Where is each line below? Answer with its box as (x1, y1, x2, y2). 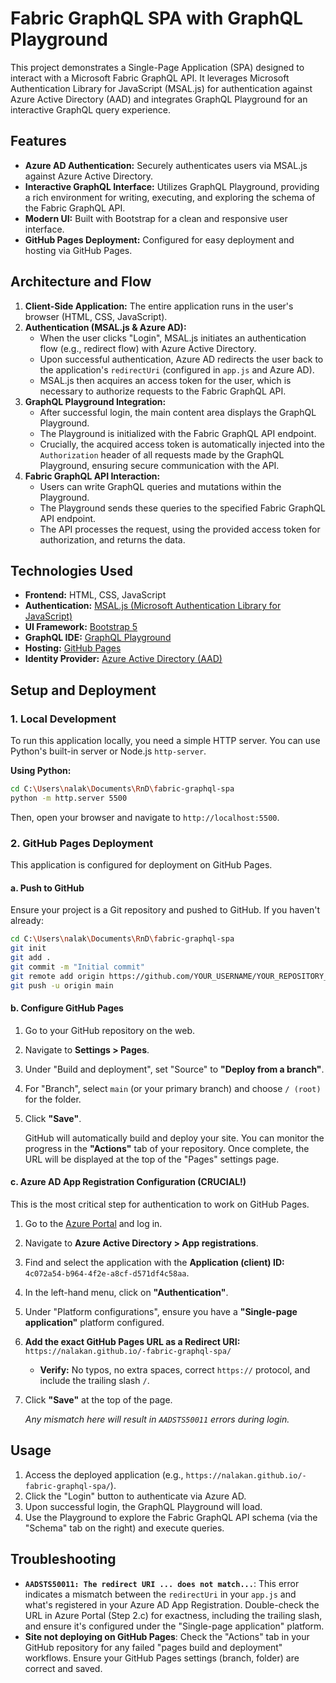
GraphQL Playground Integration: (24, 395, 167, 407)
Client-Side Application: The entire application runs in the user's (24, 300, 294, 312)
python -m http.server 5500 (10, 793, 128, 803)
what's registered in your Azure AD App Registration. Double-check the (24, 1598, 320, 1611)
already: (10, 915, 44, 927)
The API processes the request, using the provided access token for (39, 523, 321, 535)
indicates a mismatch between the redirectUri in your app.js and (24, 1588, 297, 1600)
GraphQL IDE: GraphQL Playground (24, 632, 172, 644)
